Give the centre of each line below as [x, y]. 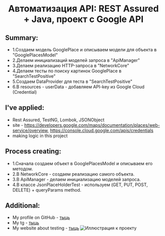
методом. [23, 169]
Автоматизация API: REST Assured [83, 9]
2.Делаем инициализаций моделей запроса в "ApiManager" [76, 60]
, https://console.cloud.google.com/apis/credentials [100, 130]
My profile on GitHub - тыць [41, 218]
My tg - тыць [26, 223]
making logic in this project [40, 136]
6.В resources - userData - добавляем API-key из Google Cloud [79, 87]
